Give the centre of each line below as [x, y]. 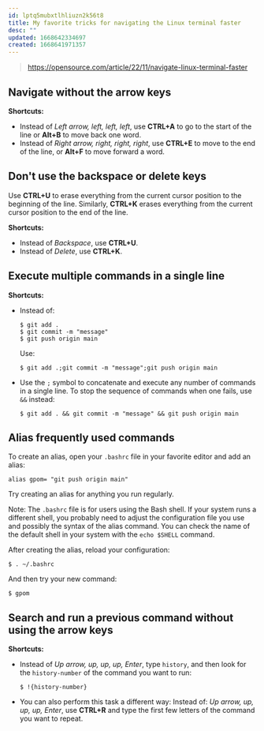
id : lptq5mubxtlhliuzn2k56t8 [56, 15]
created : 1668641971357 [47, 45]
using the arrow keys [61, 630]
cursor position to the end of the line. [68, 212]
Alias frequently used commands [91, 438]
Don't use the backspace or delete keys [108, 176]
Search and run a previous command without [121, 618]
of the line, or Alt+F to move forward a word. [92, 152]
